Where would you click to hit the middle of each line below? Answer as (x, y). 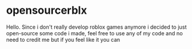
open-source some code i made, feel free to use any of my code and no (95, 33)
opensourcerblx (47, 10)
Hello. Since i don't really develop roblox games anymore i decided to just (97, 27)
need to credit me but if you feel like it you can (63, 39)
